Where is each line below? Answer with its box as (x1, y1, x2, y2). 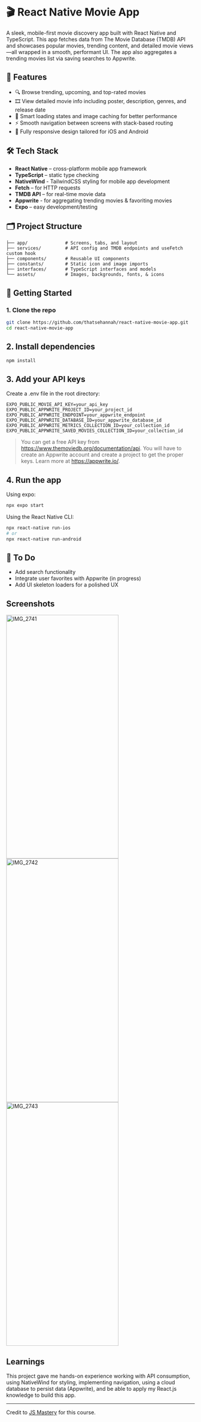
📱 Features (6, 72, 47, 82)
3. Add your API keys (6, 374, 86, 384)
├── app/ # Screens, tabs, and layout (6, 240, 138, 246)
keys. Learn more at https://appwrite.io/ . (20, 458, 120, 465)
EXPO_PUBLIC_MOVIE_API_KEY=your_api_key (6, 402, 109, 408)
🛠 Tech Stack (6, 146, 59, 157)
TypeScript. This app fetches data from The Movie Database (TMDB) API (6, 35, 186, 43)
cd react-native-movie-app (6, 325, 74, 331)
